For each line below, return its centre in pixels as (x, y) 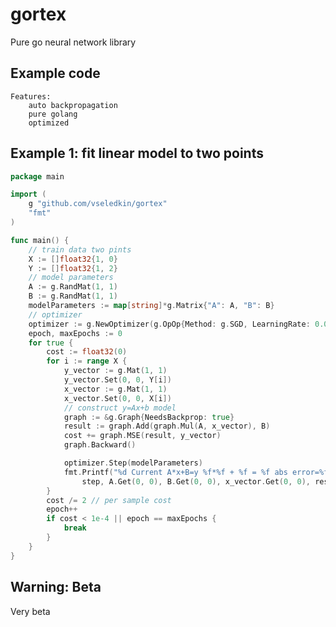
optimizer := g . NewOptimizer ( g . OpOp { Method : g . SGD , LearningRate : (169, 324)
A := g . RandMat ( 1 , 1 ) (73, 287)
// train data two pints (80, 249)
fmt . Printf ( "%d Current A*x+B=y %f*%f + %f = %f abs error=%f (196, 472)
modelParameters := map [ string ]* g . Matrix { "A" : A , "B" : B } (151, 306)
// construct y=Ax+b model (120, 408)
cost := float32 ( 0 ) (87, 352)
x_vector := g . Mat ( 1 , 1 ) (115, 389)
